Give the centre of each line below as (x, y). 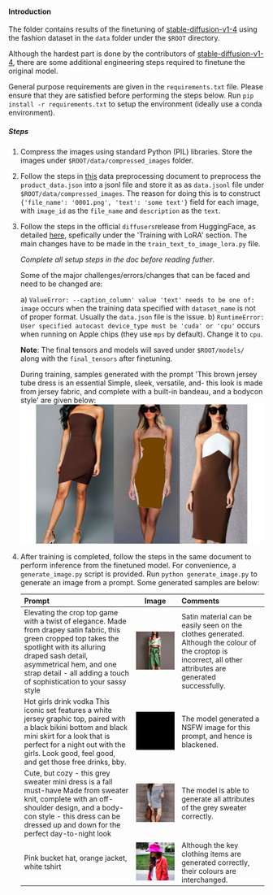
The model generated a (221, 719)
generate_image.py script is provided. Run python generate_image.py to (139, 574)
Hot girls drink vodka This (67, 702)
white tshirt (43, 867)
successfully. (204, 686)
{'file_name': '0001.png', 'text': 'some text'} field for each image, (139, 202)
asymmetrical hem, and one (70, 664)
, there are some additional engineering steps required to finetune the (129, 63)
